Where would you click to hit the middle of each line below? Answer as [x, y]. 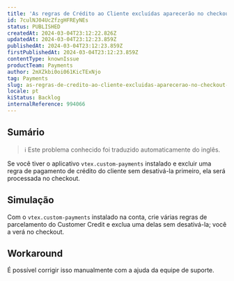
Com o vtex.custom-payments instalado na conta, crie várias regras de [107, 217]
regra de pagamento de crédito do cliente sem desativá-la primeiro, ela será [116, 170]
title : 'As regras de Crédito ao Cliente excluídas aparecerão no [106, 14]
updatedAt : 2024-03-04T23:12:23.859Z [62, 40]
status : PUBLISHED [34, 26]
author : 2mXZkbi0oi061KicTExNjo [54, 72]
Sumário [26, 133]
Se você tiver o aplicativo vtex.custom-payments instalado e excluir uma [109, 163]
